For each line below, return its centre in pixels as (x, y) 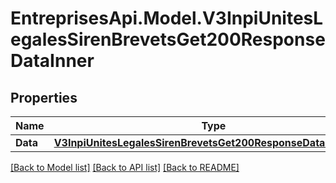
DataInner (52, 61)
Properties (44, 97)
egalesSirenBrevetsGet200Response (168, 39)
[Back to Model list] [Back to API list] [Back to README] (125, 167)
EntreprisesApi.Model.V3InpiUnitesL (167, 18)
